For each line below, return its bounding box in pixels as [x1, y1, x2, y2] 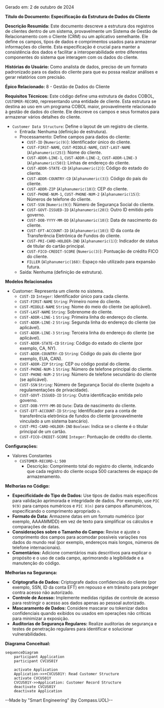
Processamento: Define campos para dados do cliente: [19, 134, 131, 140]
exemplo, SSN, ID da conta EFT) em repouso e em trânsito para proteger [12, 585, 159, 590]
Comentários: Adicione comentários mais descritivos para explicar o [12, 550, 152, 555]
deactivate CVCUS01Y [14, 684, 56, 689]
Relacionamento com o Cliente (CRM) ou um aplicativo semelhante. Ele [5, 34, 148, 39]
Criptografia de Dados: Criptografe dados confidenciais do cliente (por [12, 579, 157, 585]
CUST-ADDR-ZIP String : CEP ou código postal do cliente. [19, 361, 131, 367]
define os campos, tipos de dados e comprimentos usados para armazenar [5, 39, 157, 45]
